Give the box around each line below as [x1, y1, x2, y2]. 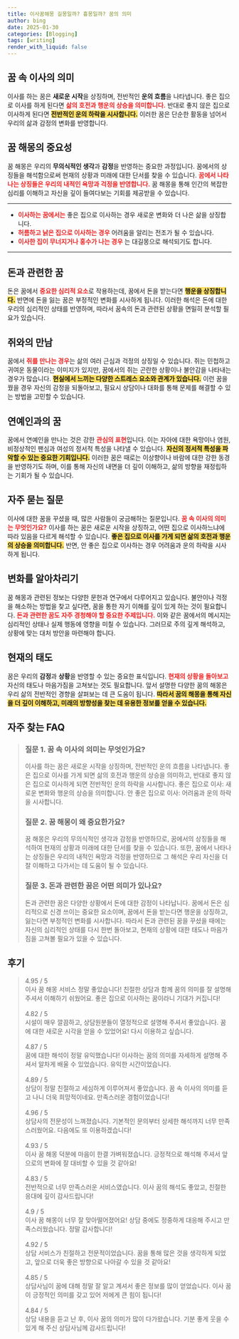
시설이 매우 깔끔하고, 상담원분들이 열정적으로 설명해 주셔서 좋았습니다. [24, 1018, 219, 1026]
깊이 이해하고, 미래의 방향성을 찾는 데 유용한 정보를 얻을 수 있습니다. [21, 698, 207, 707]
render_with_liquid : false [7, 43, 87, 51]
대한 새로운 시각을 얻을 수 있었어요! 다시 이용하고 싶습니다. [32, 1027, 194, 1035]
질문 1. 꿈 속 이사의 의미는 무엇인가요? [24, 744, 146, 754]
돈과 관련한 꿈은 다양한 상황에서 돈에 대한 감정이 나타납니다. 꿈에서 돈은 [24, 899, 223, 907]
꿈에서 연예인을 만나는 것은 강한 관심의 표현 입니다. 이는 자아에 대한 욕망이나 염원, [7, 435, 231, 444]
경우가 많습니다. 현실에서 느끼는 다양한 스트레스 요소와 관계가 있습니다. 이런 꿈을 [7, 375, 228, 383]
